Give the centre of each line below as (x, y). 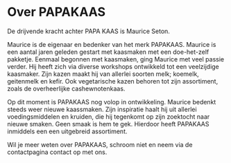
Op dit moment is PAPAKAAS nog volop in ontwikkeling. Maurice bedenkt (112, 102)
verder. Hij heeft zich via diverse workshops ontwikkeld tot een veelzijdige (113, 66)
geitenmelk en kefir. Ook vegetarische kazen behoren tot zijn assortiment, (113, 81)
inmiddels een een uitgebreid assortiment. (67, 131)
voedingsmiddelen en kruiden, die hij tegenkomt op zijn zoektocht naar (109, 116)
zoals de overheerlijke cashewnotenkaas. (66, 88)
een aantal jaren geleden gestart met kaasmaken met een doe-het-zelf (108, 52)
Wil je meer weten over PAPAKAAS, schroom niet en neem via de (100, 144)
